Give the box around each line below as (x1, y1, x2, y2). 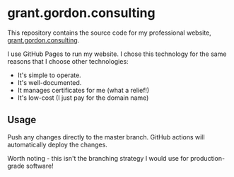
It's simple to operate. (17, 71, 81, 79)
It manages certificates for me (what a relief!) (17, 86, 150, 94)
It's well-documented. (17, 78, 82, 86)
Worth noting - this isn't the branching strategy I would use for (7, 154, 189, 162)
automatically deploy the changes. (7, 140, 107, 149)
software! (25, 161, 54, 170)
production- (190, 154, 225, 162)
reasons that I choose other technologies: (7, 57, 129, 65)
